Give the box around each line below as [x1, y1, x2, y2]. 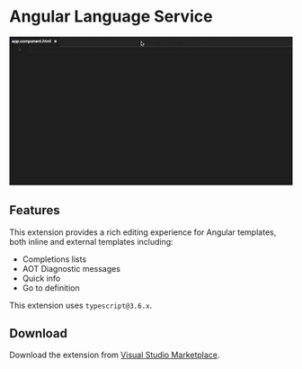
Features [9, 202, 60, 218]
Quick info [22, 273, 61, 283]
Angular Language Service [9, 6, 213, 27]
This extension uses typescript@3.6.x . [9, 300, 153, 310]
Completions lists [22, 254, 87, 265]
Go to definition [22, 282, 80, 293]
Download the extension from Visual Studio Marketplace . [9, 349, 220, 361]
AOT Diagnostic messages [22, 263, 121, 274]
